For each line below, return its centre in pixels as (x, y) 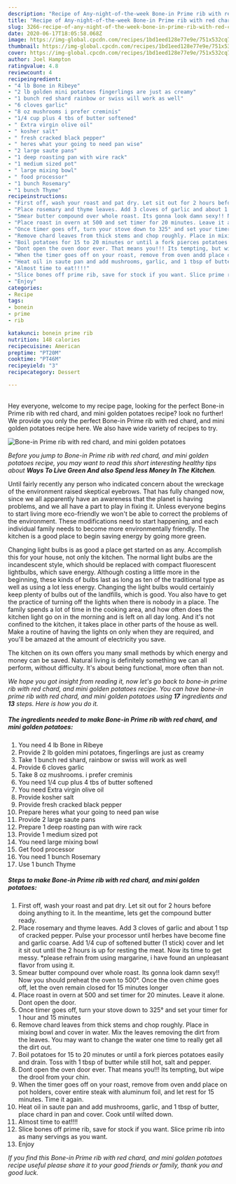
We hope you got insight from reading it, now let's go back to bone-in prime (118, 681)
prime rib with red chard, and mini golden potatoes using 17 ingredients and (117, 696)
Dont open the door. (47, 1002)
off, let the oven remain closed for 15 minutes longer (93, 987)
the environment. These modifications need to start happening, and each (113, 521)
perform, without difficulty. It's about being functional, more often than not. (116, 667)
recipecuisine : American (44, 346)
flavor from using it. (46, 965)
